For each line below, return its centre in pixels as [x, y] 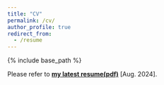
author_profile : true [39, 27]
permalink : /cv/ [31, 21]
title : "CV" [25, 14]
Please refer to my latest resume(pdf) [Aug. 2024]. [82, 74]
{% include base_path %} [45, 60]
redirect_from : [30, 34]
